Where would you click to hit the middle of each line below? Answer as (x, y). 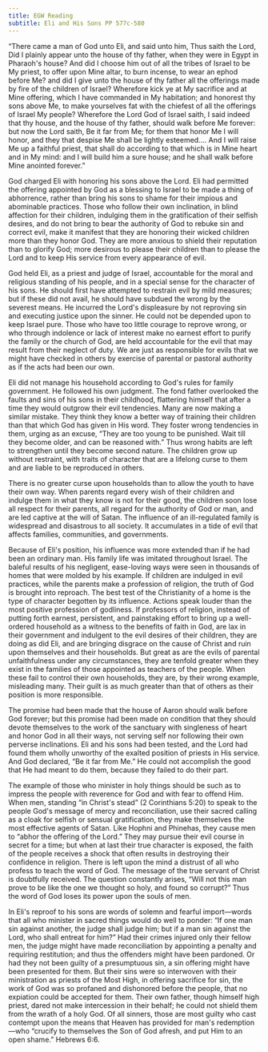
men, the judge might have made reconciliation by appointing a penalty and (133, 945)
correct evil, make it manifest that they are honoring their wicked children (129, 232)
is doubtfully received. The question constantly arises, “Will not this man (127, 879)
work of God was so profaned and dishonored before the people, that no (128, 988)
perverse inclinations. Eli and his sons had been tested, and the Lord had (128, 744)
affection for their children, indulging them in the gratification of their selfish (133, 215)
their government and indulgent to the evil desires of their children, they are (133, 635)
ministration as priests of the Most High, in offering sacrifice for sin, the (126, 980)
